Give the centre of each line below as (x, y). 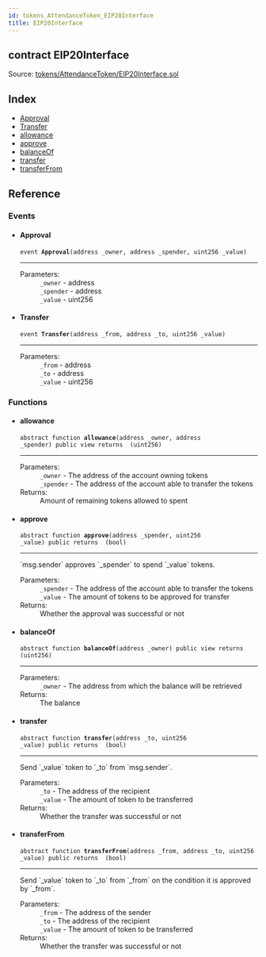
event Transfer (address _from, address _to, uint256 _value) (123, 334)
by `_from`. (37, 888)
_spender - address (70, 291)
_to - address (62, 373)
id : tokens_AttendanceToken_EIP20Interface (81, 15)
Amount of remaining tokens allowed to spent (114, 500)
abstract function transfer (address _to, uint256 (103, 738)
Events (22, 216)
